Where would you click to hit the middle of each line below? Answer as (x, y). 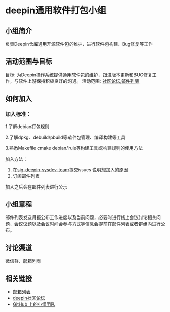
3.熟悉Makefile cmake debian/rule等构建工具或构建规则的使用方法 (74, 148)
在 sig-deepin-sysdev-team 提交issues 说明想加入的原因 (70, 169)
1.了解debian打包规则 (27, 126)
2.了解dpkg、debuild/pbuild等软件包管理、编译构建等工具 (65, 137)
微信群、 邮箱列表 (23, 261)
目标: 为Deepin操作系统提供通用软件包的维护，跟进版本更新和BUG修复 (79, 75)
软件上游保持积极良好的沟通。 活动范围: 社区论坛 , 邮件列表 (79, 81)
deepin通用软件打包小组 (56, 10)
